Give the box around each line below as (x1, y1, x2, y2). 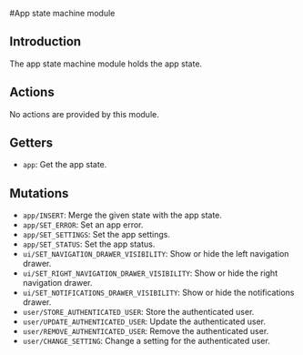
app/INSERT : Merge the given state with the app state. (22, 209, 223, 221)
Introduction (9, 34, 82, 49)
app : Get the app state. (22, 159, 107, 170)
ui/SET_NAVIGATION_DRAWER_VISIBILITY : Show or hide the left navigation (22, 248, 289, 259)
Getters (9, 136, 54, 151)
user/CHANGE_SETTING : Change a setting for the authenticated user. (22, 336, 270, 347)
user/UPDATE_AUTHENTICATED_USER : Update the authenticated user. (22, 316, 267, 327)
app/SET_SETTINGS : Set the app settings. (22, 229, 171, 240)
